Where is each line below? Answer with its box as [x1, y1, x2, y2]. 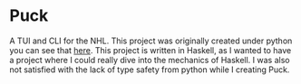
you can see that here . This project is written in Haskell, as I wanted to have [9, 44, 292, 55]
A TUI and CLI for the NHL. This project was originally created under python [9, 35, 293, 46]
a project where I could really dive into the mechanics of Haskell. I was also [9, 54, 290, 65]
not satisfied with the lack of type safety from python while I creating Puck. [9, 64, 290, 75]
